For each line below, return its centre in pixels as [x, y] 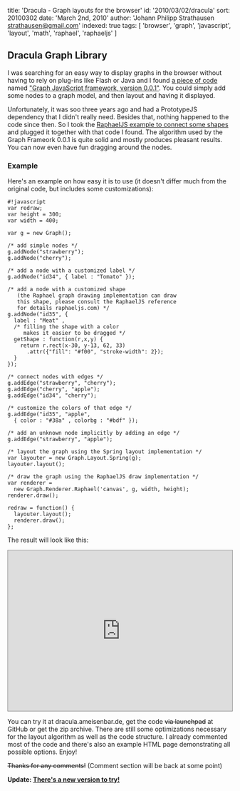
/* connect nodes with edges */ [55, 377]
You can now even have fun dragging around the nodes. [90, 147]
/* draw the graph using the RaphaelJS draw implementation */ [103, 477]
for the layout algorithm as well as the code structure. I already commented [118, 737]
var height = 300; [35, 215]
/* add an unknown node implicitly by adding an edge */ [94, 433]
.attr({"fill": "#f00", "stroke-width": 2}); [95, 352]
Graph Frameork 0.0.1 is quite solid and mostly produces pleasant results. [115, 139]
